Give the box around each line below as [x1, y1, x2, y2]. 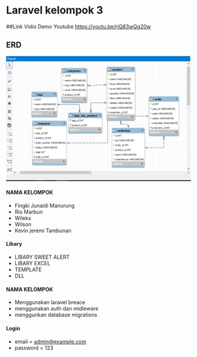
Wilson [14, 221, 32, 228]
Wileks [14, 214, 31, 221]
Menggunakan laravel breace [14, 299, 86, 306]
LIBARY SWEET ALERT [14, 253, 70, 261]
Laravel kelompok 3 [6, 4, 104, 17]
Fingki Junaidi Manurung [14, 202, 75, 209]
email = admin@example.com [14, 338, 87, 345]
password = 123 [14, 344, 54, 351]
